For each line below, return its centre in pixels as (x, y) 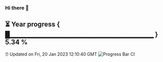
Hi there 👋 (17, 8)
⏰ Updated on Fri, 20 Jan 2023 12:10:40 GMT (51, 54)
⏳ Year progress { (33, 24)
